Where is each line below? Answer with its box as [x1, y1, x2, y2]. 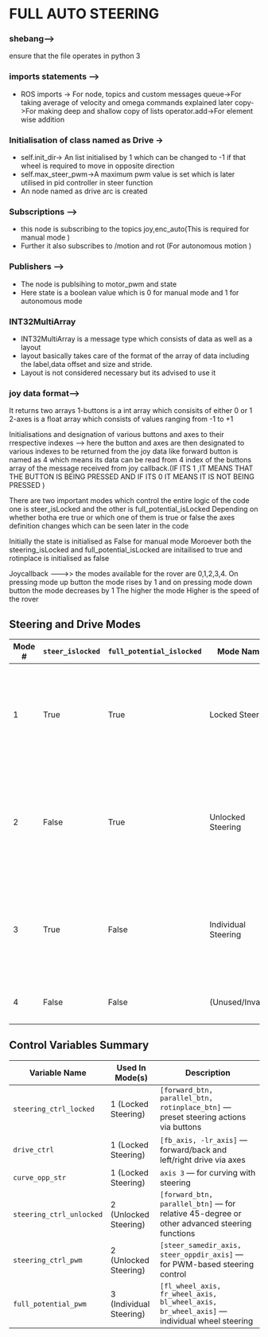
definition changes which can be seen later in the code [9, 521, 189, 531]
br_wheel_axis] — [159, 1305, 227, 1316]
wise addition [20, 115, 65, 124]
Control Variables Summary [9, 1039, 150, 1052]
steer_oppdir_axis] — [159, 1249, 244, 1260]
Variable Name [29, 1067, 87, 1078]
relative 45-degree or [159, 1207, 242, 1218]
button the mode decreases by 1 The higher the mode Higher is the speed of [9, 586, 259, 595]
